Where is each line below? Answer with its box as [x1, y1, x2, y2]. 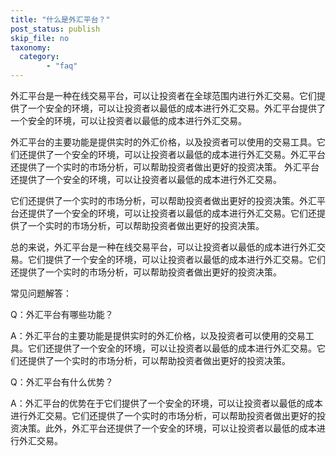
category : [19, 52, 60, 62]
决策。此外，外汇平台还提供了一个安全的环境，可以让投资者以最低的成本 [18, 422, 317, 434]
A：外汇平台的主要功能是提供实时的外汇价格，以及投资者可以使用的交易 [10, 330, 306, 341]
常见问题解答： [10, 287, 72, 299]
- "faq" [46, 61, 78, 71]
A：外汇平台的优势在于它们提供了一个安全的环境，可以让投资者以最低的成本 [10, 397, 323, 409]
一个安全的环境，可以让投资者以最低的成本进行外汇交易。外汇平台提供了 [27, 102, 326, 114]
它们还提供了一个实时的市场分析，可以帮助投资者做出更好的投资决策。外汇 [10, 195, 317, 206]
